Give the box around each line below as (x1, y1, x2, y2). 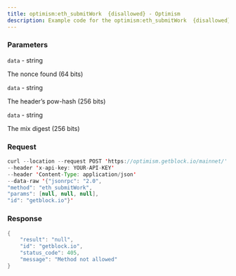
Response (7, 214, 42, 224)
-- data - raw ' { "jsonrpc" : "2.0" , (7, 177, 102, 184)
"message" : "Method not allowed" (20, 256, 118, 263)
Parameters (7, 40, 48, 50)
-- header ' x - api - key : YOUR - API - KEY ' (7, 164, 114, 171)
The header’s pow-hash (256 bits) (7, 96, 106, 106)
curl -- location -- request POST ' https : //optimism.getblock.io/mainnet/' (7, 158, 228, 165)
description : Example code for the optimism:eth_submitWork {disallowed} (7, 17, 231, 24)
